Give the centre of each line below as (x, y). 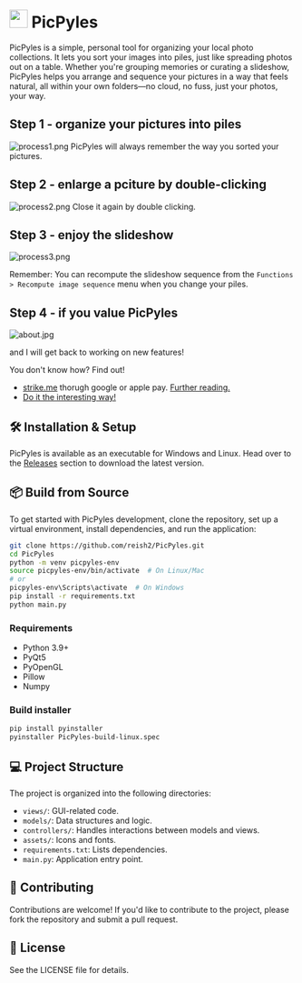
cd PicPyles (32, 554)
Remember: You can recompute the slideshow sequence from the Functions (151, 275)
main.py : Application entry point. (83, 858)
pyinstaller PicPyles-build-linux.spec (85, 737)
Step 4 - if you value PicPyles (94, 312)
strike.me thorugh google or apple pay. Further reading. (127, 387)
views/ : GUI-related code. (71, 810)
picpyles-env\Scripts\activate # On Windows (97, 588)
